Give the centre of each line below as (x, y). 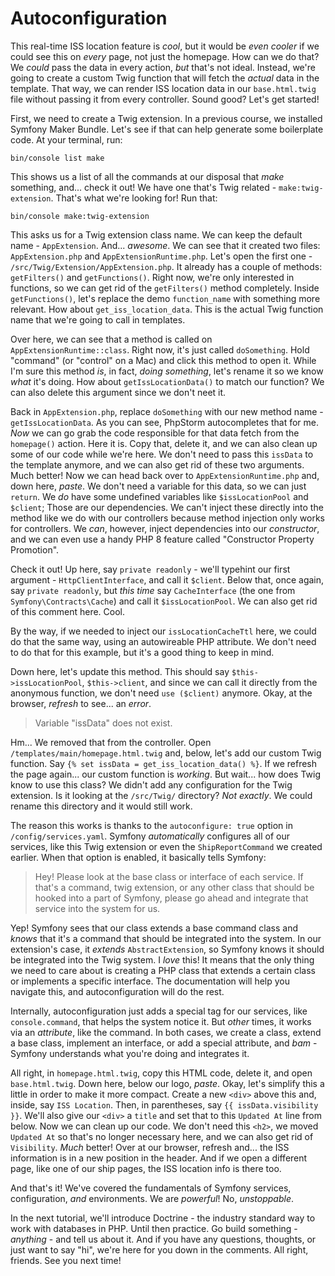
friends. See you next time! (66, 1260)
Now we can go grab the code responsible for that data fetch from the (155, 433)
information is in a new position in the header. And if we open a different (159, 1158)
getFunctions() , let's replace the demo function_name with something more (165, 298)
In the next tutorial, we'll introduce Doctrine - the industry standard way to (163, 1218)
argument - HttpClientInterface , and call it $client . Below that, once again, (167, 579)
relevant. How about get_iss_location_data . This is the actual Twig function (167, 309)
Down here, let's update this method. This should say (120, 671)
